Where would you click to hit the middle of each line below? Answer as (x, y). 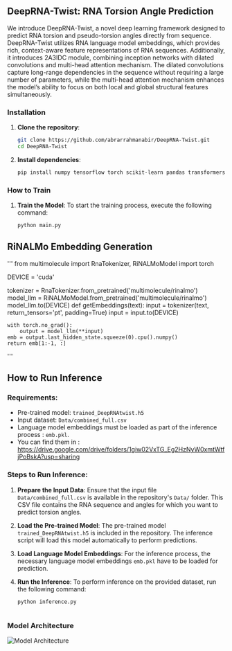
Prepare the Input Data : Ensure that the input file (87, 490)
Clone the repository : (48, 127)
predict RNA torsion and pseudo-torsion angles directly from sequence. (109, 35)
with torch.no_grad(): (40, 325)
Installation (27, 112)
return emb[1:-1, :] (37, 343)
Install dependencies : (49, 159)
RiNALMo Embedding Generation (80, 247)
